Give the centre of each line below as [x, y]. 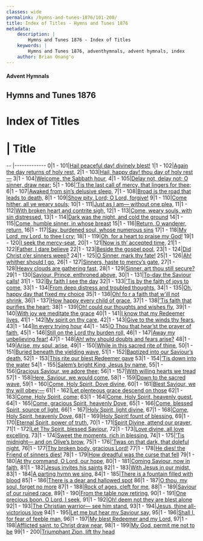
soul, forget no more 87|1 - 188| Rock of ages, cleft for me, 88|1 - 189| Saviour [101, 487]
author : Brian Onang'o [46, 57]
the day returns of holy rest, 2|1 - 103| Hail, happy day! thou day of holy [94, 172]
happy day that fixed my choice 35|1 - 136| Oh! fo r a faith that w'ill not [93, 294]
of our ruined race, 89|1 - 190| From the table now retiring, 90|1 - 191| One [96, 493]
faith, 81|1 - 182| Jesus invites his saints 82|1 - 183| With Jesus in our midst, [98, 467]
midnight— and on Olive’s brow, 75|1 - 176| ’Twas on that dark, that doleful [98, 441]
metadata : [19, 29]
